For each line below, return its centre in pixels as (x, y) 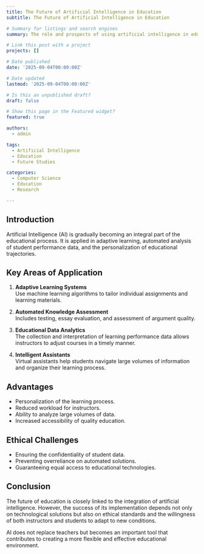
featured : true (25, 117)
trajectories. (21, 253)
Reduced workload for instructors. (58, 408)
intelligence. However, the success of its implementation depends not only (99, 507)
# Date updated (25, 78)
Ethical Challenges (42, 440)
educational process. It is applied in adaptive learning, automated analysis (99, 241)
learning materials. (38, 300)
